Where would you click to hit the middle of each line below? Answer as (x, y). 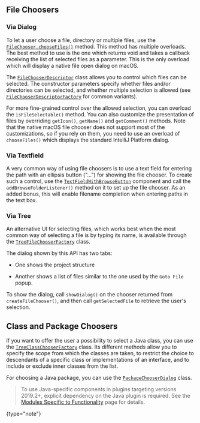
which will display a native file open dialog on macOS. (72, 65)
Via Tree (19, 215)
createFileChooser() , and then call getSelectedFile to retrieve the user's (96, 301)
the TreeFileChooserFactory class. (49, 242)
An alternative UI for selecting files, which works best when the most (91, 229)
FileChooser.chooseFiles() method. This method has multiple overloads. (96, 46)
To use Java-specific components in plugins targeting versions (99, 389)
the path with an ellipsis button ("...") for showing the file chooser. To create (99, 175)
